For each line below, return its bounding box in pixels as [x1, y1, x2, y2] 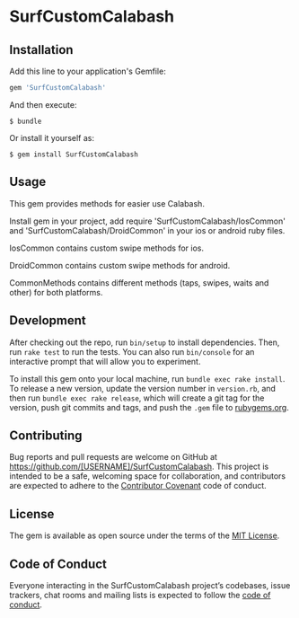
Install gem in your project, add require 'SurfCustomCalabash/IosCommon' [9, 216, 286, 226]
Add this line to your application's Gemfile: [9, 66, 166, 76]
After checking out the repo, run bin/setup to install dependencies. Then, [9, 337, 280, 348]
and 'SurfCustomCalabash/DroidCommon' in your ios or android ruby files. [9, 225, 286, 235]
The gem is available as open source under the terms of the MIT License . [9, 530, 280, 541]
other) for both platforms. [9, 287, 103, 297]
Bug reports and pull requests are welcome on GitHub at [9, 452, 218, 463]
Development [9, 313, 87, 329]
